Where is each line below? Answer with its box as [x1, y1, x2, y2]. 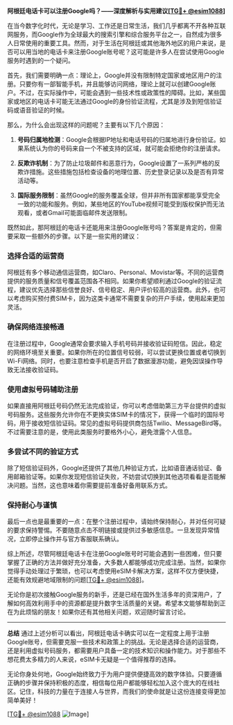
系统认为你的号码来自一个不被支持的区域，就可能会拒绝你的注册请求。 [23, 144, 224, 152]
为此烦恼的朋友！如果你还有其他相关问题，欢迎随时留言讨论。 [12, 608, 189, 616]
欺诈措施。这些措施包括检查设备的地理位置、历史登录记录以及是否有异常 [17, 168, 224, 176]
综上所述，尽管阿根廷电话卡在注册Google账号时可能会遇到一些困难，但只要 [7, 550, 223, 558]
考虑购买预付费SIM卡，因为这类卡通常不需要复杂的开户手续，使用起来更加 [12, 294, 225, 303]
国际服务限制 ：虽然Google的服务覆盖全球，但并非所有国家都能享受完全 [17, 191, 221, 199]
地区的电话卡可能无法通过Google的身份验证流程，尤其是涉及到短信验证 [19, 97, 223, 105]
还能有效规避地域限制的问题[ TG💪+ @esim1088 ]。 [7, 575, 148, 584]
